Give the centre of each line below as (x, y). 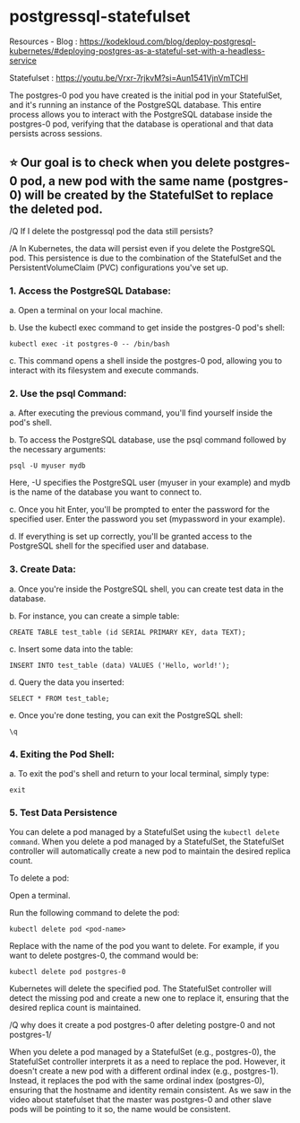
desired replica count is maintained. (75, 1008)
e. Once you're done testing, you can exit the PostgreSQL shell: (126, 715)
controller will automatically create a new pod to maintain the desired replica (150, 851)
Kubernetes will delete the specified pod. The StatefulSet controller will (140, 988)
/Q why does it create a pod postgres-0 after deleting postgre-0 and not (142, 1025)
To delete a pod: (39, 878)
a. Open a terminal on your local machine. (86, 311)
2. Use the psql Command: (68, 393)
